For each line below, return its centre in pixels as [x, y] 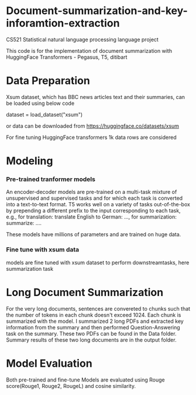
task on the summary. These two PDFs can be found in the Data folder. [91, 333]
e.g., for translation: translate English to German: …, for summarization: [92, 217]
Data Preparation [48, 81]
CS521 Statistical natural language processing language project [82, 39]
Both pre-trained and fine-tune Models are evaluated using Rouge [85, 380]
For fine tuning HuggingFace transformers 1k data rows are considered [91, 137]
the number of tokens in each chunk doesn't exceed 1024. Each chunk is [94, 315]
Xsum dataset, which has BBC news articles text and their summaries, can [96, 97]
